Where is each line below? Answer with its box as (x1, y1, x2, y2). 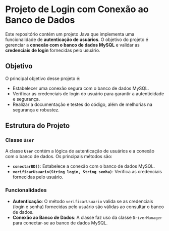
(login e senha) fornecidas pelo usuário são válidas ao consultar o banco (12, 204, 164, 210)
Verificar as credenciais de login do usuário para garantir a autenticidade (12, 90, 164, 97)
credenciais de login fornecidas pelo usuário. (5, 47, 100, 53)
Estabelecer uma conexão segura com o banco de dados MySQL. (12, 85, 149, 91)
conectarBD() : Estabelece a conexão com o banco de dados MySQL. (12, 163, 155, 169)
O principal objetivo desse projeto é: (5, 75, 81, 82)
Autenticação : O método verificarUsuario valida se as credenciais (12, 198, 153, 204)
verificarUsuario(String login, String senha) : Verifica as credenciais (12, 169, 162, 175)
